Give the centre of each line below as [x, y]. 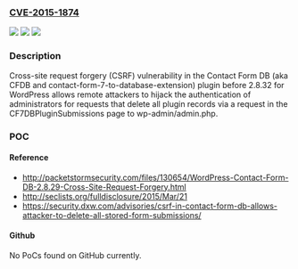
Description [35, 56]
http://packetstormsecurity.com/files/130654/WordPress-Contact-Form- [155, 177]
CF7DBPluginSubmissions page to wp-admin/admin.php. [114, 113]
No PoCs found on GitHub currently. [75, 255]
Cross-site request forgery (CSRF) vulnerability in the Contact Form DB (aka [149, 75]
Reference [29, 158]
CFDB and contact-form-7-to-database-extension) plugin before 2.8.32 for [147, 85]
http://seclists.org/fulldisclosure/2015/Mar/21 [104, 196]
